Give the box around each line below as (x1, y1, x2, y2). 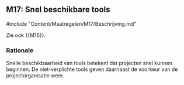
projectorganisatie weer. (6, 72, 64, 79)
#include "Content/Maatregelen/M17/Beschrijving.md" (6, 20, 137, 27)
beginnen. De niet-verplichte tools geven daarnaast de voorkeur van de (6, 66, 178, 73)
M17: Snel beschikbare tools (6, 5, 110, 15)
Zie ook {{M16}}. (6, 32, 46, 39)
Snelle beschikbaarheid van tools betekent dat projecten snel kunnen (6, 60, 172, 67)
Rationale (6, 46, 34, 55)
